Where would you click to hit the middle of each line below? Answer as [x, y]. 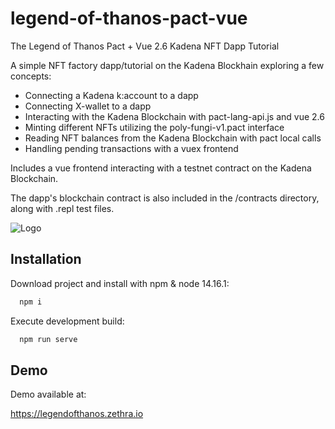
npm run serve [48, 339]
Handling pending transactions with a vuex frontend [131, 148]
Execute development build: [67, 321]
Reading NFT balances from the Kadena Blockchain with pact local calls [173, 138]
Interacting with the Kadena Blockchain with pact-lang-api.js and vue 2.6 [174, 116]
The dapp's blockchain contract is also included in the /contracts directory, [165, 198]
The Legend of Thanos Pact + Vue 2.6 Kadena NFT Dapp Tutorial [145, 46]
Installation [46, 259]
